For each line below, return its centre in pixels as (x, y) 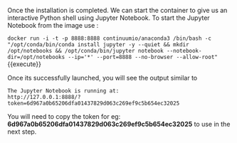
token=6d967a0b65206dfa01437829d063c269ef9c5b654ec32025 (94, 103)
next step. (22, 132)
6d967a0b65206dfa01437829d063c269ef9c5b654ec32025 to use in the (119, 124)
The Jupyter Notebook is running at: (63, 91)
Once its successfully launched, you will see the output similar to (102, 78)
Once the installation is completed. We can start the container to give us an (117, 10)
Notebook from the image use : (53, 25)
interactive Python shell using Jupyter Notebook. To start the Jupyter (109, 18)
